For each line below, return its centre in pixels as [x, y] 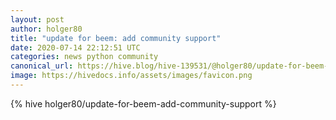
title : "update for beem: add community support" [116, 38]
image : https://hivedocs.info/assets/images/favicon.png [131, 76]
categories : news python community [84, 57]
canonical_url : [42, 66]
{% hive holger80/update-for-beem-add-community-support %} [143, 103]
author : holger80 [46, 29]
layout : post [37, 19]
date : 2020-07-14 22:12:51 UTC [75, 47]
